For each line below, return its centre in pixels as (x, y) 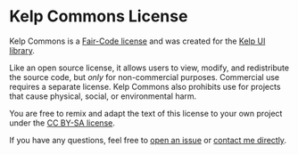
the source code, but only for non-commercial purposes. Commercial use (145, 77)
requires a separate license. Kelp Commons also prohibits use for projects (145, 86)
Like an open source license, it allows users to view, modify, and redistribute (149, 68)
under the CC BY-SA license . (62, 123)
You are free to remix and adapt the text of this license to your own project (146, 113)
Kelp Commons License (99, 16)
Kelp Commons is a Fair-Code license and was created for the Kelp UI (137, 41)
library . (22, 50)
